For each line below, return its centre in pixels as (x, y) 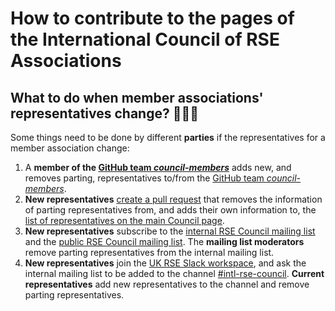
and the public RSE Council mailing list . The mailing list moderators (164, 241)
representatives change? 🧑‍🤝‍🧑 (105, 113)
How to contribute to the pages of (152, 18)
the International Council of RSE (145, 39)
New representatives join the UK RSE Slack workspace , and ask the (165, 263)
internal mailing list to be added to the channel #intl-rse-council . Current (174, 273)
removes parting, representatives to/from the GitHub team (144, 178)
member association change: (70, 148)
